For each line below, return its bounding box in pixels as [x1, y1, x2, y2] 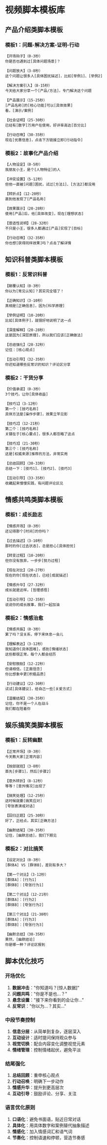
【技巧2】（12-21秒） [5, 421, 43, 426]
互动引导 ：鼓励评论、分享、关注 [12, 1091, 77, 1097]
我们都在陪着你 [5, 706, 31, 711]
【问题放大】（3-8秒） [5, 68, 43, 73]
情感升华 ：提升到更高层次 [12, 1085, 64, 1091]
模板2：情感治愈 [5, 614, 43, 621]
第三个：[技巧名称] [5, 446, 39, 451]
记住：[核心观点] [5, 347, 35, 352]
